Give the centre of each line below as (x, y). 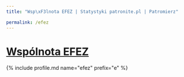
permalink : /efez (28, 22)
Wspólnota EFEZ (48, 52)
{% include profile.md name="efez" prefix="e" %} (67, 68)
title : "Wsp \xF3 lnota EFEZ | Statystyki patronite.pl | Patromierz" (92, 12)
